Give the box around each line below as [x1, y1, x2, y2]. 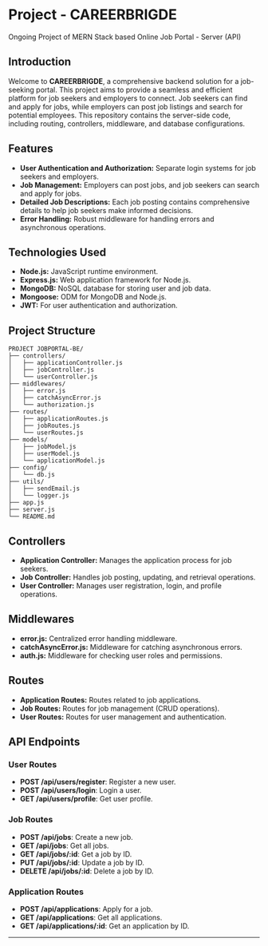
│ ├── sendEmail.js [8, 485, 81, 493]
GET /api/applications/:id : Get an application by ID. [19, 920, 190, 931]
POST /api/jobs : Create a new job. [19, 832, 133, 841]
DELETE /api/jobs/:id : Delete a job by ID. [19, 866, 154, 876]
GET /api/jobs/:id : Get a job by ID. [19, 849, 132, 859]
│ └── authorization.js [8, 401, 94, 409]
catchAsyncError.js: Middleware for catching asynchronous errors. [19, 642, 243, 651]
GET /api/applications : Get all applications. [19, 912, 163, 922]
